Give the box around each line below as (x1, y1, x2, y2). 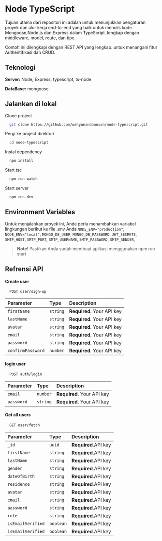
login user (5, 361, 26, 366)
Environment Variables (5, 208, 75, 216)
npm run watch (9, 176, 38, 181)
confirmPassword (7, 348, 45, 353)
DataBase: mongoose (5, 86, 49, 92)
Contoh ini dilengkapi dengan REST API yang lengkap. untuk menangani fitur (5, 44, 158, 50)
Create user (5, 278, 29, 284)
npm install (9, 159, 34, 163)
